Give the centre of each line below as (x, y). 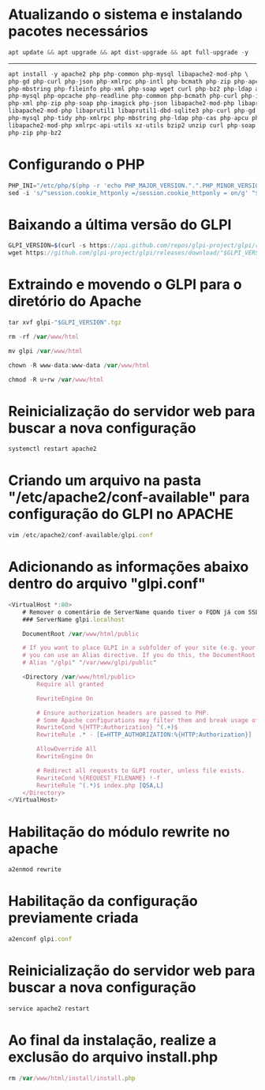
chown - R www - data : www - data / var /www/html (79, 365)
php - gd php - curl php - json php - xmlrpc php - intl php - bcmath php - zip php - (128, 81)
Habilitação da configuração (103, 901)
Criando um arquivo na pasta (105, 481)
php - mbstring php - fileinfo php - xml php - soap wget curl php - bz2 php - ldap (130, 88)
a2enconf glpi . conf (40, 939)
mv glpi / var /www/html (45, 351)
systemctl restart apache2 (52, 449)
